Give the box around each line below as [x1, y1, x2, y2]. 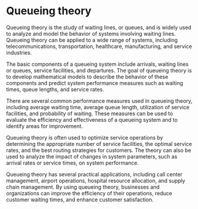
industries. [6, 49, 32, 56]
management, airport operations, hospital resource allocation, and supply [6, 177, 186, 184]
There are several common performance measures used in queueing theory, [6, 97, 193, 104]
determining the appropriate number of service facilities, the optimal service [6, 140, 193, 147]
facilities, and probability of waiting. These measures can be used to [6, 110, 173, 117]
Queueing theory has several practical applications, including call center [6, 170, 183, 178]
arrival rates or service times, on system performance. [6, 159, 139, 166]
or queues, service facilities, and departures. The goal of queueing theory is [6, 66, 192, 74]
